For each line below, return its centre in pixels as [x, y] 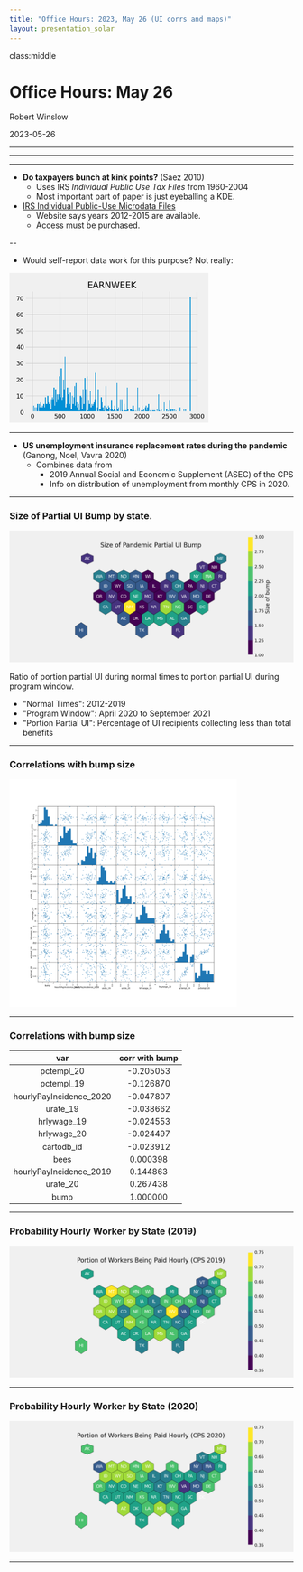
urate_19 [62, 1108]
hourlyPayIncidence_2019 [62, 1172]
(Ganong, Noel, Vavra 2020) [75, 456]
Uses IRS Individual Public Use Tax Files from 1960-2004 [142, 187]
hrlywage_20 [62, 1134]
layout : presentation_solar [62, 28]
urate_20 [62, 1184]
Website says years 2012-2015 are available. [118, 216]
